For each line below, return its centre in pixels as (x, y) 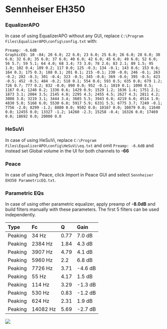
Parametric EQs (25, 193)
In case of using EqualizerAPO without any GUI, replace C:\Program (74, 36)
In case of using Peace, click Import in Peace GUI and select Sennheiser (79, 175)
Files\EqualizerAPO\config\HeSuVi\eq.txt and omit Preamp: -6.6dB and (79, 145)
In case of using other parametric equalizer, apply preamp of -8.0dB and (80, 204)
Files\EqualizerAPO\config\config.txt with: (51, 41)
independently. (21, 215)
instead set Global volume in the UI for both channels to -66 (67, 151)
